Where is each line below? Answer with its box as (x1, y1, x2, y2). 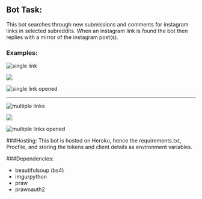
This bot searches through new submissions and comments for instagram (6, 20, 189, 28)
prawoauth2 (14, 186, 45, 193)
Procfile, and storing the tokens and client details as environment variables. (6, 144, 193, 151)
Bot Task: (6, 5, 43, 15)
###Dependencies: (6, 155, 54, 162)
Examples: (6, 48, 38, 57)
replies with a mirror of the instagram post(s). (6, 33, 118, 41)
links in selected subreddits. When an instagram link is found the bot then (6, 27, 188, 34)
